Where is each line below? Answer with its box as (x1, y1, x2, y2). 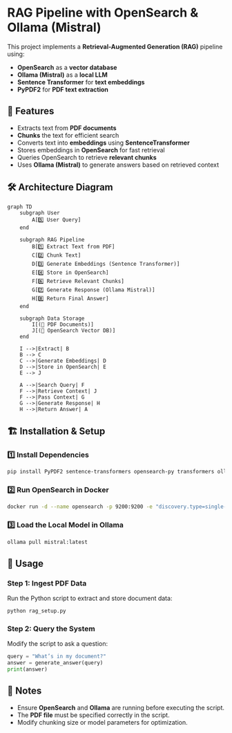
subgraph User (19, 209, 60, 216)
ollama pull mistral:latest (7, 539, 88, 545)
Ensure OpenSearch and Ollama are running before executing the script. (17, 703, 225, 712)
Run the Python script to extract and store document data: (7, 594, 173, 603)
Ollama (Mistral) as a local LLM (17, 71, 108, 79)
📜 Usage (7, 557, 43, 569)
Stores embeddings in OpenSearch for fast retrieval (17, 145, 165, 154)
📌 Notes (7, 685, 42, 697)
